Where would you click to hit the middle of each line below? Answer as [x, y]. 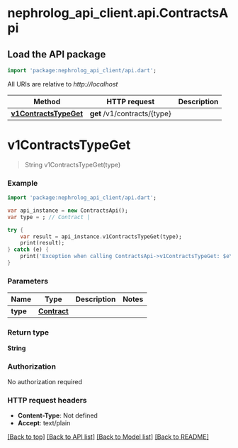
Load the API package [57, 54]
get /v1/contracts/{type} [130, 113]
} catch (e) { [28, 250]
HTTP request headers [47, 400]
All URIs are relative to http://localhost [63, 84]
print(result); [42, 243]
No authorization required [45, 381]
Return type [28, 332]
